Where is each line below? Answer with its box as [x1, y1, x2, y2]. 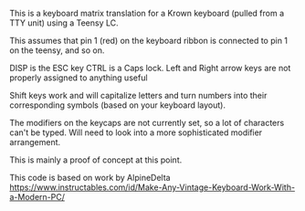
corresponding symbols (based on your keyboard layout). [9, 100, 226, 111]
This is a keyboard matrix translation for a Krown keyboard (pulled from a [9, 8, 285, 18]
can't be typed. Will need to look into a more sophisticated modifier [9, 127, 263, 138]
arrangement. [9, 137, 61, 147]
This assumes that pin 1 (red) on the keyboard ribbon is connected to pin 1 [9, 36, 289, 46]
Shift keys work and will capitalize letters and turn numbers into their [9, 90, 268, 100]
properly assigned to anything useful [9, 72, 148, 83]
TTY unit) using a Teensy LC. [9, 17, 119, 28]
